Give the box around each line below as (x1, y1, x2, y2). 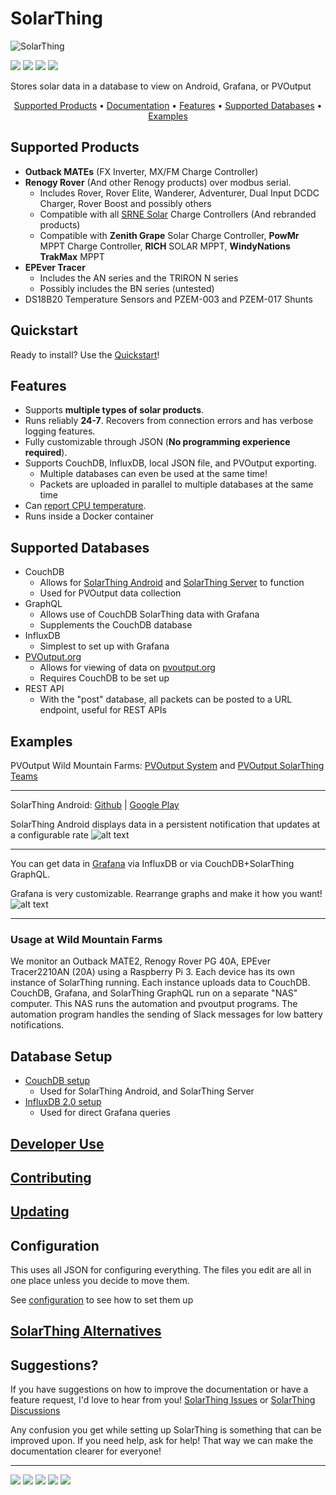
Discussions (10, 1405, 61, 1417)
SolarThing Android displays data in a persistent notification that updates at (10, 818, 321, 830)
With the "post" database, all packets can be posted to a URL (39, 693, 293, 706)
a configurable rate (10, 829, 89, 841)
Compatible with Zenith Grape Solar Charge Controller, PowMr (39, 229, 300, 241)
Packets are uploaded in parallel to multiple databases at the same (39, 478, 314, 491)
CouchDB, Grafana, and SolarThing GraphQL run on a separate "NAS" (10, 987, 298, 999)
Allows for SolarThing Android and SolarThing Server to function (39, 577, 305, 589)
